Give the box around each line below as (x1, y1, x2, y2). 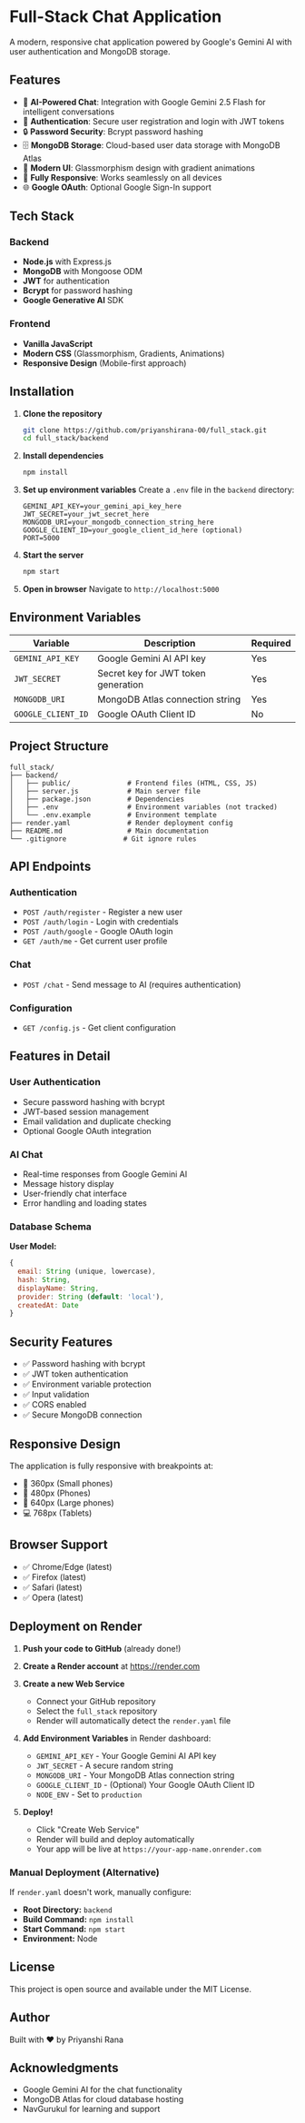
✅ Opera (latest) (22, 1592, 84, 1603)
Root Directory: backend (22, 1904, 113, 1915)
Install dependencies (22, 450, 104, 461)
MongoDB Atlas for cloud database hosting (22, 2094, 184, 2105)
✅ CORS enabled (22, 1399, 87, 1410)
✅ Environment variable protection (22, 1378, 152, 1390)
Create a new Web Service (22, 1678, 125, 1689)
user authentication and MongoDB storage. (9, 45, 171, 56)
